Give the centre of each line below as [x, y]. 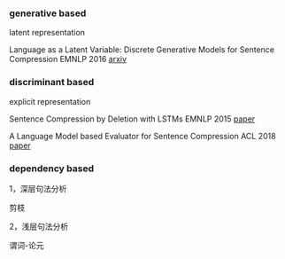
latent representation [47, 33]
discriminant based [52, 82]
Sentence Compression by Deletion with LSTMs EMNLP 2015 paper [132, 119]
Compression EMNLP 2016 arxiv [68, 59]
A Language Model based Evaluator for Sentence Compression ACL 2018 [142, 136]
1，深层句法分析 [38, 188]
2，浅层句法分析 [39, 226]
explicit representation [50, 101]
